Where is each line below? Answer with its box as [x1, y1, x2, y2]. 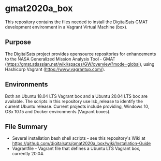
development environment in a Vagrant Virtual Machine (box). [5, 24, 128, 29]
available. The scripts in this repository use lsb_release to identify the [5, 98, 143, 104]
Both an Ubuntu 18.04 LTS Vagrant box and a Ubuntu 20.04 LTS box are [5, 93, 148, 99]
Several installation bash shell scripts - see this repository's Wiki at [12, 135, 146, 141]
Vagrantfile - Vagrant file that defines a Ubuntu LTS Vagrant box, [12, 146, 141, 151]
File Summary [5, 122, 48, 131]
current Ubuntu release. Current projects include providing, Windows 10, [5, 103, 149, 109]
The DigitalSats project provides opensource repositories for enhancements [5, 51, 156, 57]
